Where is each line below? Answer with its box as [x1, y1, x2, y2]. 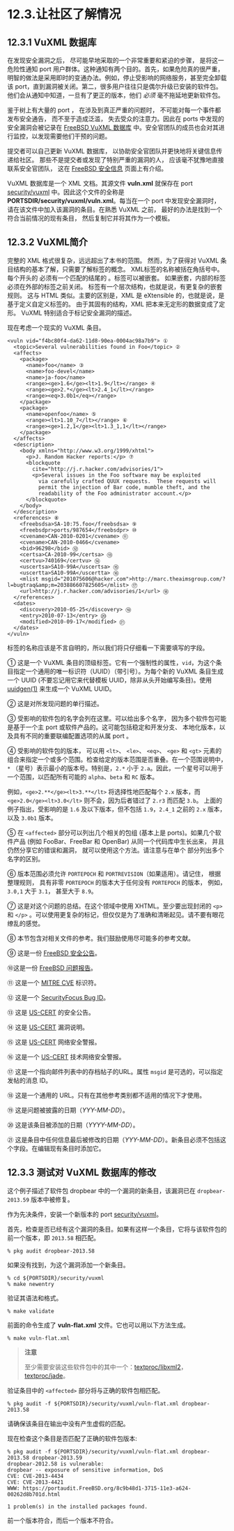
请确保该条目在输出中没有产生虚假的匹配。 [7, 1419, 130, 1428]
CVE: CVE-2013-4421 [7, 1479, 64, 1486]
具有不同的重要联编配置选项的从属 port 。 [13, 731, 132, 740]
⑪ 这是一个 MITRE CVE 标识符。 [7, 978, 100, 987]
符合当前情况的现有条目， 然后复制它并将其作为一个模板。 [7, 214, 174, 222]
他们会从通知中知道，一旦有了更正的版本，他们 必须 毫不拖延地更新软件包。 [7, 91, 224, 99]
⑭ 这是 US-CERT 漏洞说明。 [7, 1023, 89, 1031]
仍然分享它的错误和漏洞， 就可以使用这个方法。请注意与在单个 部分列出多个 [7, 846, 224, 854]
